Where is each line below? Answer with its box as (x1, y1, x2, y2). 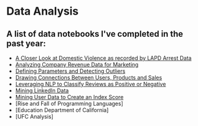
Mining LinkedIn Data (15, 87, 69, 94)
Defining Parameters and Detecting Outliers (15, 67, 126, 75)
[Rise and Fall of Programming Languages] (15, 100, 124, 107)
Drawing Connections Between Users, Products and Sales (15, 74, 162, 81)
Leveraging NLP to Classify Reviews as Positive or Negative (15, 81, 167, 87)
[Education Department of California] (15, 106, 109, 114)
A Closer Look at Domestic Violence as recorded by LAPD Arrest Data (15, 54, 192, 62)
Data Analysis (6, 4, 79, 18)
